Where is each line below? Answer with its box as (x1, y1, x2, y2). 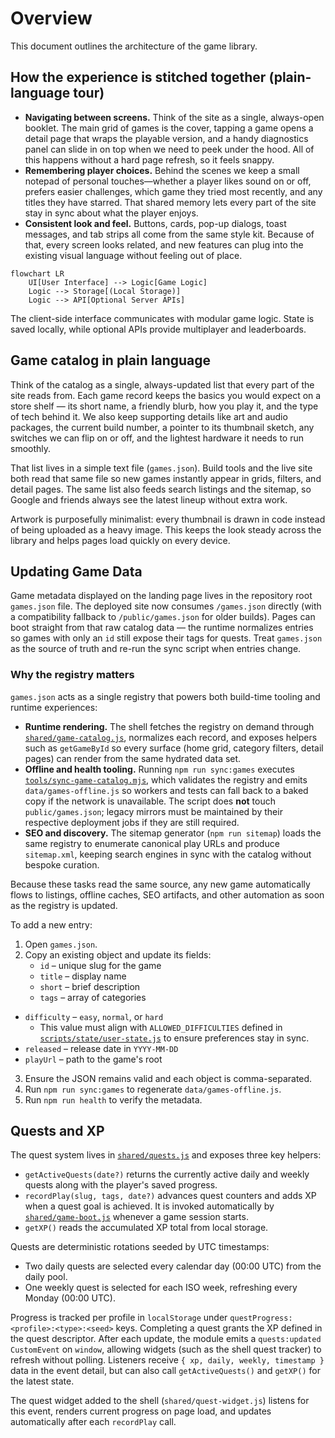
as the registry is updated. (10, 899, 118, 911)
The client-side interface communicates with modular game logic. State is (10, 312, 315, 324)
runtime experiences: (10, 701, 98, 713)
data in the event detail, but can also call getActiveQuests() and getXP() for (10, 1365, 321, 1377)
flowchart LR (10, 268, 65, 279)
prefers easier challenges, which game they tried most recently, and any (24, 185, 323, 197)
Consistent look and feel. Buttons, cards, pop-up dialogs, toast (24, 217, 287, 229)
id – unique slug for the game (39, 959, 162, 971)
